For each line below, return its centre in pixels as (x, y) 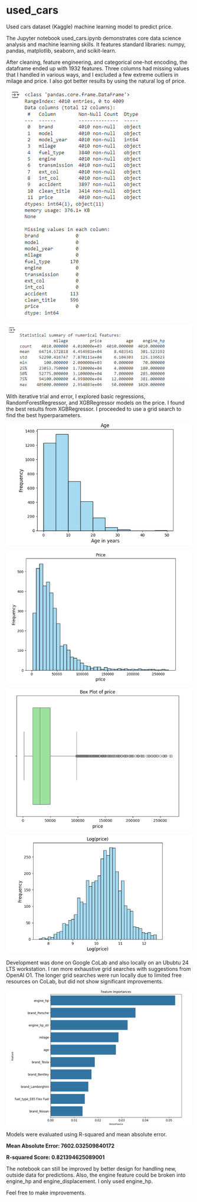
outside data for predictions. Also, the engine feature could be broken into (96, 1175)
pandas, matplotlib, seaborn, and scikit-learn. (61, 50)
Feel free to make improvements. (46, 1193)
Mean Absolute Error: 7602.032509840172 (60, 1146)
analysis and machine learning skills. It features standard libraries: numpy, (96, 44)
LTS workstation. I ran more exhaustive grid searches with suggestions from (98, 969)
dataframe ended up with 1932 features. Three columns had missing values (98, 68)
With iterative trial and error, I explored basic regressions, (76, 396)
